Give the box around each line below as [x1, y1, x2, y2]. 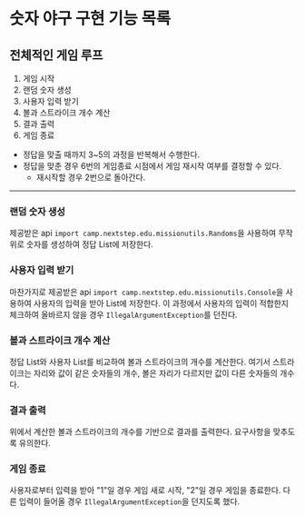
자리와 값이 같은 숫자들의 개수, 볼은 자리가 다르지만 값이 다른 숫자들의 [33, 367, 279, 378]
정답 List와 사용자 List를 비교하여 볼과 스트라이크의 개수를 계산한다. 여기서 [9, 356, 271, 367]
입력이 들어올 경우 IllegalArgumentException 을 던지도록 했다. [18, 496, 241, 507]
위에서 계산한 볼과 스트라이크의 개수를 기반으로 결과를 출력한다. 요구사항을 [9, 426, 271, 437]
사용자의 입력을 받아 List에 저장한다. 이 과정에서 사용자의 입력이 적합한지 [33, 297, 289, 309]
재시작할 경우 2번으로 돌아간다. [35, 172, 146, 183]
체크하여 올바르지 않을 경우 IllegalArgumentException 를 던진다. [9, 309, 238, 320]
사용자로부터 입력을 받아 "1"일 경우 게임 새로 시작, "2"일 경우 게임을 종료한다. [9, 485, 281, 496]
